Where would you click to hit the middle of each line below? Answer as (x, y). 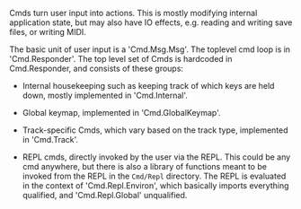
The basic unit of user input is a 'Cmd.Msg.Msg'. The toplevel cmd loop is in (150, 49)
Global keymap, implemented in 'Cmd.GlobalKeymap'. (121, 113)
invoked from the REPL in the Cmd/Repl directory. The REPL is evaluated (154, 176)
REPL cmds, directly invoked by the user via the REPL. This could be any (156, 157)
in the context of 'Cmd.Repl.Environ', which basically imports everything (155, 186)
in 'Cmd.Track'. (50, 139)
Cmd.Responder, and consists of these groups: (97, 68)
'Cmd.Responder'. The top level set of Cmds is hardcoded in (121, 59)
